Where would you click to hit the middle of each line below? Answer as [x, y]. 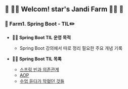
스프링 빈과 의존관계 [39, 69]
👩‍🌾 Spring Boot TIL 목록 [37, 59]
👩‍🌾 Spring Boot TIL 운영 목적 [41, 37]
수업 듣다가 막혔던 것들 [42, 81]
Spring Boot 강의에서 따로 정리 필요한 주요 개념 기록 [71, 48]
